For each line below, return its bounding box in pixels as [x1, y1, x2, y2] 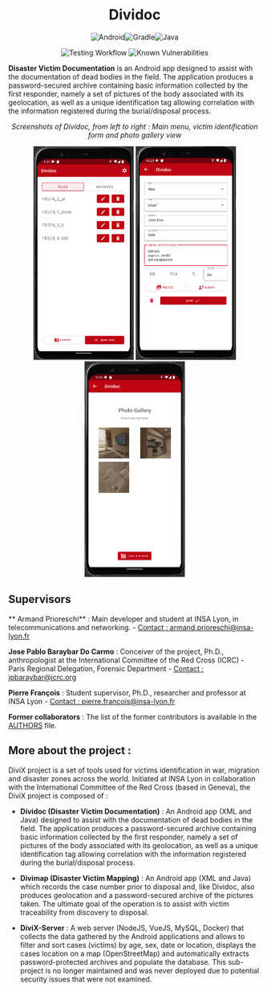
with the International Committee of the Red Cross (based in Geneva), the [8, 782, 251, 792]
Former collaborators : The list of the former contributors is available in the [8, 711, 257, 721]
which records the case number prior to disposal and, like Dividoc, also [19, 882, 255, 892]
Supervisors [8, 592, 71, 606]
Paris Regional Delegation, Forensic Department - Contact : [8, 663, 204, 673]
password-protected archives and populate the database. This [19, 957, 227, 966]
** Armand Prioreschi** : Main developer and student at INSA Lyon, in [8, 613, 239, 624]
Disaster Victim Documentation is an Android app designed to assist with [8, 63, 253, 73]
